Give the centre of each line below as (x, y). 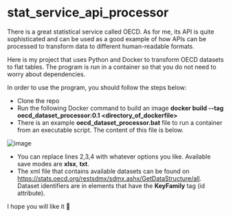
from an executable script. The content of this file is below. (100, 130)
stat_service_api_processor (88, 13)
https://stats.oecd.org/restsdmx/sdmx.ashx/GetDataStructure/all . (109, 178)
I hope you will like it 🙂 (39, 206)
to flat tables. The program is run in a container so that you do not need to (112, 67)
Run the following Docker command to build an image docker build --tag (120, 108)
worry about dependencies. (46, 74)
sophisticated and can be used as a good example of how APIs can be (107, 38)
